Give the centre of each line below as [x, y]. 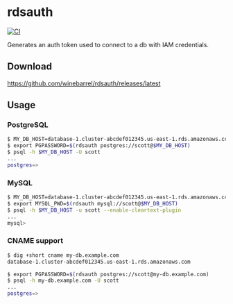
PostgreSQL [28, 125]
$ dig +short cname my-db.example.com [63, 255]
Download [29, 67]
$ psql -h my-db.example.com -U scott [63, 281]
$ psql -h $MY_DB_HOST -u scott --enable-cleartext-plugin [94, 210]
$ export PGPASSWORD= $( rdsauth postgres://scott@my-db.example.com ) [108, 274]
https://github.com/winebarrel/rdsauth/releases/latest [84, 83]
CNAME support [35, 241]
